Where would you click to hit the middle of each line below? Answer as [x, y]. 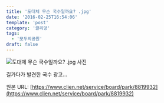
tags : [13, 34]
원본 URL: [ [19, 87]
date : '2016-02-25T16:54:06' [42, 17]
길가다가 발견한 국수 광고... [37, 74]
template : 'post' [27, 22]
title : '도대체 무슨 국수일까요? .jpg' [49, 11]
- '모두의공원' [27, 39]
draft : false [22, 45]
